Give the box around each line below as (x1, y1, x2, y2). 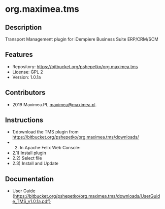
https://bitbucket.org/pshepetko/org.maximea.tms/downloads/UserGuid (14, 193, 160, 199)
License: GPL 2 (12, 69, 43, 75)
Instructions (5, 116, 43, 125)
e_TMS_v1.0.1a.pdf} (12, 199, 51, 205)
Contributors (5, 88, 46, 97)
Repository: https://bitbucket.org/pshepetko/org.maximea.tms (12, 63, 138, 70)
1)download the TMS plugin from (12, 129, 79, 135)
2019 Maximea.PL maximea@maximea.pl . (12, 101, 97, 107)
